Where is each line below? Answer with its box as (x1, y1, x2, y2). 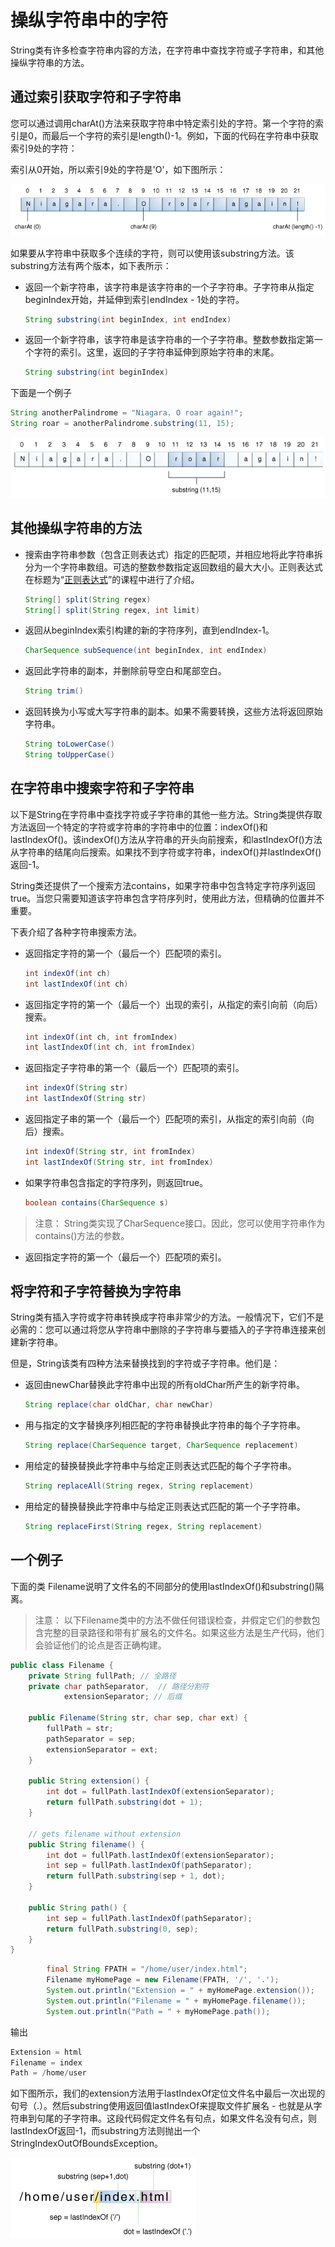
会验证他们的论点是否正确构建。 (34, 1639, 167, 1651)
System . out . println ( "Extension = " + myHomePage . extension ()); (46, 1986, 315, 1996)
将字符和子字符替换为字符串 (10, 1283, 182, 1300)
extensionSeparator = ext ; (46, 1744, 159, 1755)
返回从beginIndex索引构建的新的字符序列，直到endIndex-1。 (24, 624, 275, 636)
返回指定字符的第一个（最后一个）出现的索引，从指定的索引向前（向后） (24, 998, 323, 1010)
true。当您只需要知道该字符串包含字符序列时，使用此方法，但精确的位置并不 (10, 892, 325, 904)
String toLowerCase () (24, 739, 115, 750)
